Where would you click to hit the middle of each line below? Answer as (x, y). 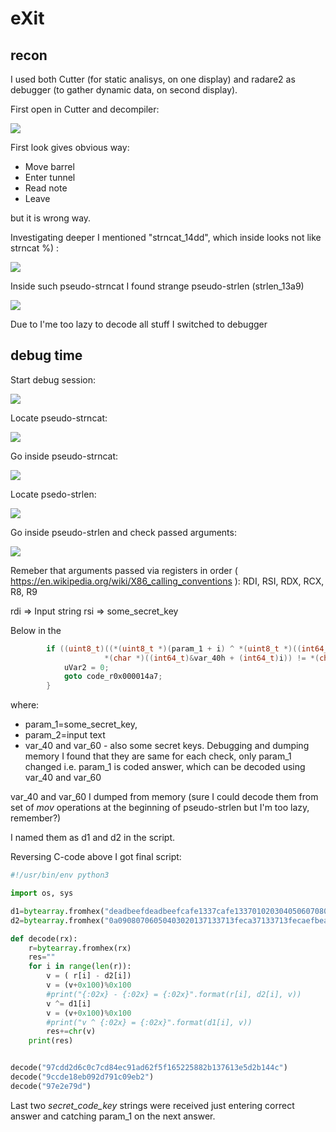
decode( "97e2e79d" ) (51, 1086)
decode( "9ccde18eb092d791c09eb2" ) (82, 1077)
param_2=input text (65, 735)
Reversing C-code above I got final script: (96, 857)
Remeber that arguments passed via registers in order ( (124, 570)
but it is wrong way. (51, 218)
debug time (46, 355)
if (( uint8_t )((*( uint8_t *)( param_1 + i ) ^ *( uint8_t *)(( (174, 648)
